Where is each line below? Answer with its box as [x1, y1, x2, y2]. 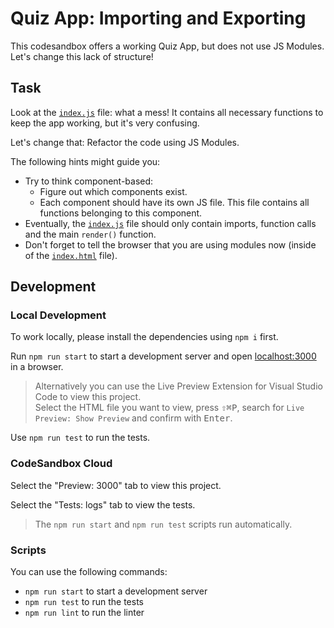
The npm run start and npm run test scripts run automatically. [34, 518, 293, 530]
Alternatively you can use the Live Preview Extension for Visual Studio [34, 380, 323, 392]
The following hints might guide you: [10, 155, 161, 167]
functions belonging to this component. [39, 207, 203, 219]
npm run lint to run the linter [24, 607, 145, 619]
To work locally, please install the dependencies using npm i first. [10, 331, 279, 343]
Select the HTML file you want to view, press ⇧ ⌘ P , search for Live [34, 402, 305, 414]
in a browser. [10, 361, 64, 373]
